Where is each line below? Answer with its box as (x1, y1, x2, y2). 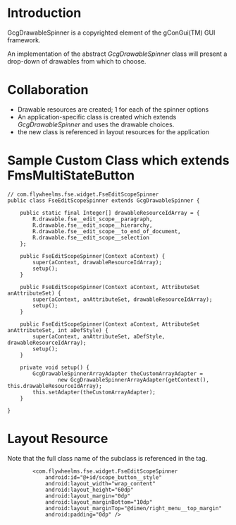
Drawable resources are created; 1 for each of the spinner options (17, 105, 209, 114)
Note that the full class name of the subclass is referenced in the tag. (7, 454, 208, 462)
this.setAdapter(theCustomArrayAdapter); (32, 389, 156, 396)
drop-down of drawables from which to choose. (7, 57, 147, 65)
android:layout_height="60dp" (44, 486, 134, 493)
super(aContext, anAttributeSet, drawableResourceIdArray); (32, 295, 213, 303)
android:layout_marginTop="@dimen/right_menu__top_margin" (44, 505, 222, 512)
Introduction (7, 5, 82, 21)
